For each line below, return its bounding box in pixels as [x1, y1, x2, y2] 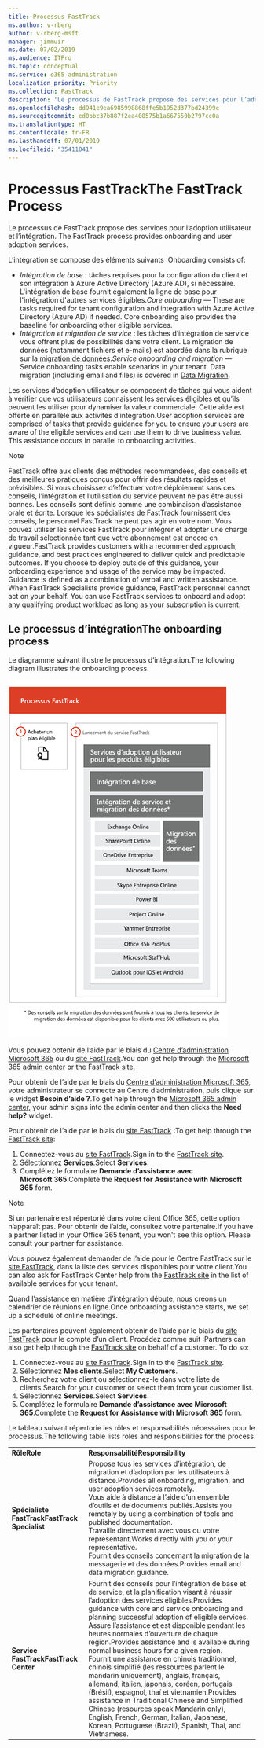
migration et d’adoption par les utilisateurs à [88, 1467, 230, 1477]
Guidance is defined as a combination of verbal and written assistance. [8, 575, 238, 584]
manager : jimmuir [8, 38, 65, 46]
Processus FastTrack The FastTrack [8, 180, 243, 198]
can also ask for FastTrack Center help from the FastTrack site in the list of [8, 1270, 249, 1280]
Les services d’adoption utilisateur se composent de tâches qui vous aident [8, 385, 252, 395]
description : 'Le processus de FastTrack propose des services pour [8, 95, 237, 104]
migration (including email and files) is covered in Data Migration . [19, 370, 230, 380]
